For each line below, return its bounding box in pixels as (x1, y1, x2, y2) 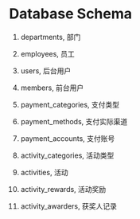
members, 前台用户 (20, 83, 84, 92)
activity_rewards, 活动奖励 (20, 184, 107, 194)
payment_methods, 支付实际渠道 (20, 116, 128, 126)
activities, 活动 (20, 167, 68, 177)
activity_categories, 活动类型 (20, 151, 115, 160)
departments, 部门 (20, 32, 81, 41)
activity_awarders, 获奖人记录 (20, 201, 118, 211)
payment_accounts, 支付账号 (20, 133, 115, 143)
